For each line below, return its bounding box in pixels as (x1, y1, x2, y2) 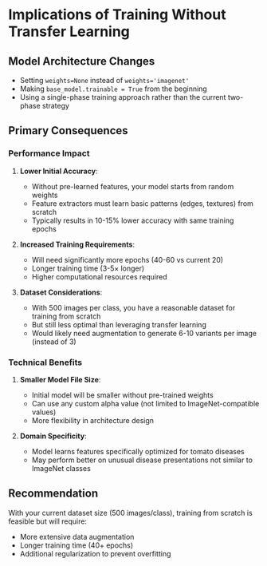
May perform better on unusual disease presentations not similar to (31, 455, 253, 465)
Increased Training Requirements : (19, 239, 135, 249)
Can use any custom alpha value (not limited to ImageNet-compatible (31, 398, 260, 408)
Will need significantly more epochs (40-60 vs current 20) (31, 255, 224, 264)
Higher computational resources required (31, 271, 167, 281)
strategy (41, 101, 70, 110)
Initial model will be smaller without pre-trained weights (31, 390, 214, 400)
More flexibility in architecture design (31, 415, 154, 425)
